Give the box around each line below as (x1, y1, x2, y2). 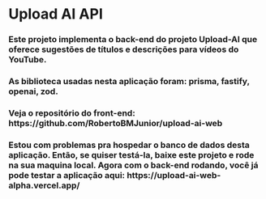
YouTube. (8, 54, 47, 66)
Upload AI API (8, 5, 104, 23)
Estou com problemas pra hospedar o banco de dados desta (8, 139, 250, 150)
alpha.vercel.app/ (8, 180, 80, 191)
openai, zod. (8, 86, 58, 97)
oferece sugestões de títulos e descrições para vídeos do (8, 44, 239, 55)
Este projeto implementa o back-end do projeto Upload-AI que (8, 34, 258, 45)
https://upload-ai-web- (127, 169, 221, 180)
